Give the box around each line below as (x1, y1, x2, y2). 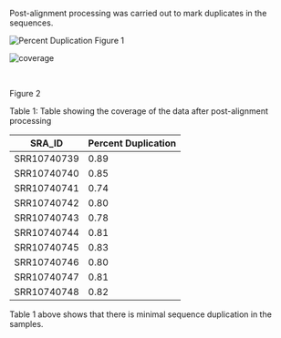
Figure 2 (9, 88, 41, 98)
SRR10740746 (14, 256, 79, 268)
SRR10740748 (14, 286, 79, 298)
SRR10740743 (14, 211, 79, 224)
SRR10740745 (14, 241, 79, 253)
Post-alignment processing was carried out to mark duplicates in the (9, 8, 267, 18)
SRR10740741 (14, 182, 79, 194)
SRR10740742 (14, 197, 79, 209)
